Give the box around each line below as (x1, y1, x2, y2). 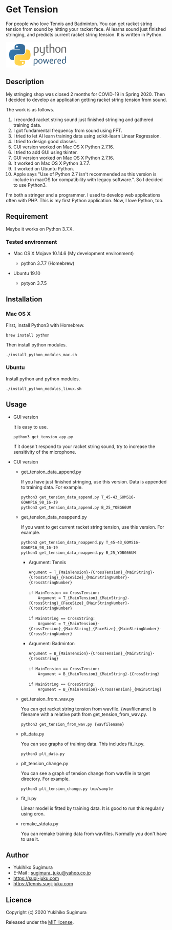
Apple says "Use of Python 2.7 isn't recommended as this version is (13, 171, 157, 177)
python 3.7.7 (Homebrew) (20, 260, 75, 266)
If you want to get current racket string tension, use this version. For (20, 524, 164, 530)
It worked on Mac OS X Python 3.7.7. (13, 160, 90, 166)
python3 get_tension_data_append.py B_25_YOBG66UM (20, 505, 132, 510)
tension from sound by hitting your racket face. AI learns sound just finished (6, 26, 166, 32)
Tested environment (6, 239, 57, 246)
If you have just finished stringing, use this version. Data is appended (20, 478, 167, 485)
